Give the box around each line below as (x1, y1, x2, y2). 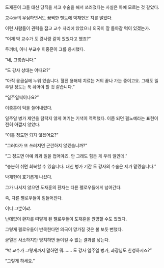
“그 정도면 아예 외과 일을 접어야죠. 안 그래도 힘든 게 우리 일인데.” (5, 153, 128, 159)
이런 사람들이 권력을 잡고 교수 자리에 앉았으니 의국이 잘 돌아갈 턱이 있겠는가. (5, 25, 151, 31)
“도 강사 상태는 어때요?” (5, 67, 51, 73)
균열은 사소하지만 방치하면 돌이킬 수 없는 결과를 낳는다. (5, 237, 110, 243)
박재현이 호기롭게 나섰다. (5, 174, 53, 180)
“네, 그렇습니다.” (5, 57, 36, 63)
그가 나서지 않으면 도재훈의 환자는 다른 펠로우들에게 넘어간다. (5, 185, 122, 190)
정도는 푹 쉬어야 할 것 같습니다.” (14, 84, 75, 90)
